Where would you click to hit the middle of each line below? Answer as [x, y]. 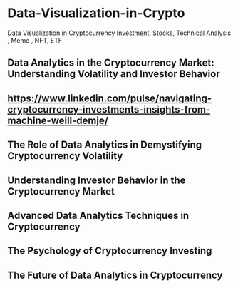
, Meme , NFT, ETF [35, 40]
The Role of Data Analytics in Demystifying [105, 145]
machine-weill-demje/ [58, 120]
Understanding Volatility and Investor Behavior [114, 74]
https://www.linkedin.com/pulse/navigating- [110, 98]
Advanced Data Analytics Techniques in [98, 215]
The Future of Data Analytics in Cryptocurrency [115, 275]
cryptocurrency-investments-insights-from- [109, 109]
